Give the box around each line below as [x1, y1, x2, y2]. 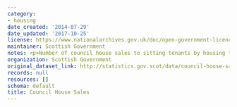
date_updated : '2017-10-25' [7, 30, 90, 37]
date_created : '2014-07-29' [7, 23, 90, 30]
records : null [7, 69, 49, 76]
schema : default [7, 82, 55, 89]
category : [7, 10, 37, 18]
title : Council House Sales [7, 89, 90, 96]
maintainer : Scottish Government [7, 43, 106, 50]
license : [7, 37, 33, 44]
